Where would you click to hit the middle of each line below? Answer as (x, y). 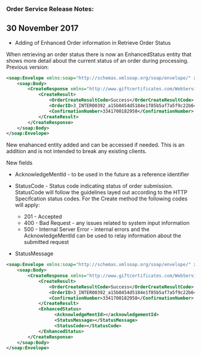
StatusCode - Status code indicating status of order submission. (94, 186)
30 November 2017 (42, 28)
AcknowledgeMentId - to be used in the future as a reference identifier (102, 175)
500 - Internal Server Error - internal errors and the (86, 230)
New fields (19, 163)
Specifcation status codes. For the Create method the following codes (101, 199)
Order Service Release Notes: (50, 9)
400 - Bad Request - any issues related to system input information (106, 223)
